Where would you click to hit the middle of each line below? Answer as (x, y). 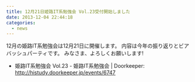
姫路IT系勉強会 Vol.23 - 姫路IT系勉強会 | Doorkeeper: (80, 66)
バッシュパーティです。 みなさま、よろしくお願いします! (75, 53)
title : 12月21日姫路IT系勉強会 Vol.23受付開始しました (68, 12)
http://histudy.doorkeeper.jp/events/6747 (65, 72)
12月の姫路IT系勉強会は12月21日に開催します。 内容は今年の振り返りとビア (98, 46)
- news (20, 28)
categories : (21, 23)
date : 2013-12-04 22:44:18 (40, 17)
